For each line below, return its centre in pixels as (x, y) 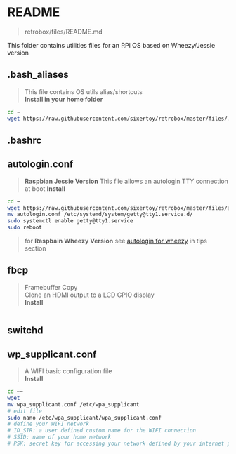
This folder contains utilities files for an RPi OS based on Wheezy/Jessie (111, 45)
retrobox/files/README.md (64, 32)
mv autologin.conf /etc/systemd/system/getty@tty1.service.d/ (100, 215)
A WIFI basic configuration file (68, 371)
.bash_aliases (38, 75)
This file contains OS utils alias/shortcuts (83, 91)
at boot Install (45, 188)
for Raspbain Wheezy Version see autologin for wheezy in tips (116, 241)
